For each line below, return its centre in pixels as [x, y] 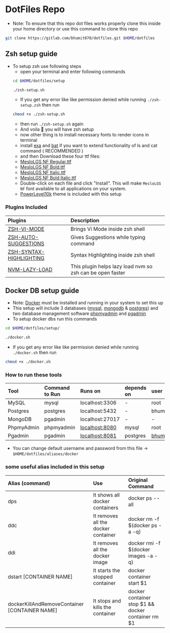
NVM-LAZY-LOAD [30, 269]
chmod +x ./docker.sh [28, 362]
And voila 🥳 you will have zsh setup [57, 129]
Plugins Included [26, 207]
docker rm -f [144, 519]
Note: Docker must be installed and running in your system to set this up [88, 303]
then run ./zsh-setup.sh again [52, 124]
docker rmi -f [144, 543]
